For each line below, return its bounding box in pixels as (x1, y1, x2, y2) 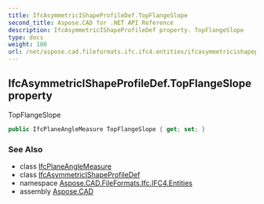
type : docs (8, 33, 44, 42)
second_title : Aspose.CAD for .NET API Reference (8, 19, 174, 27)
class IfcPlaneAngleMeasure (19, 162, 112, 171)
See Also (8, 144, 43, 155)
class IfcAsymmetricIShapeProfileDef (19, 169, 141, 179)
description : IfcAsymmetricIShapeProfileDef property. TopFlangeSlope (8, 26, 244, 34)
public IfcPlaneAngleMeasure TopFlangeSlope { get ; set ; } (8, 125, 206, 133)
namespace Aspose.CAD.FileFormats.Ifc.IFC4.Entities (19, 178, 192, 188)
